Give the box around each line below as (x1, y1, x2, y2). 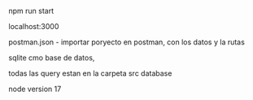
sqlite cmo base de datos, (8, 53, 95, 62)
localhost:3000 (8, 22, 59, 31)
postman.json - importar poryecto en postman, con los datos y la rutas (8, 37, 246, 47)
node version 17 (8, 84, 62, 94)
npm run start (8, 6, 55, 15)
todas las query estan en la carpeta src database (8, 69, 172, 78)
